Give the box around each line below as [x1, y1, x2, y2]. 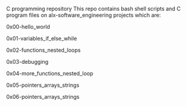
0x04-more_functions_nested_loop [6, 70, 93, 77]
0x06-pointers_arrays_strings [6, 93, 80, 100]
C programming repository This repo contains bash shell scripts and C [6, 5, 181, 12]
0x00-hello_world [6, 23, 50, 30]
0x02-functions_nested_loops [6, 46, 81, 54]
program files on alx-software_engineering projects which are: [6, 11, 161, 19]
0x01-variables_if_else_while [6, 35, 77, 42]
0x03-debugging [6, 58, 49, 65]
